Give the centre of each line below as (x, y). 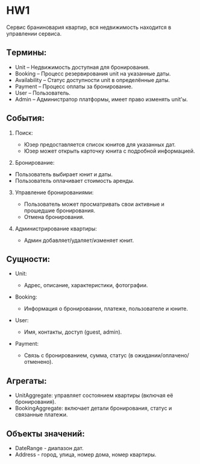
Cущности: (28, 259)
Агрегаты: (27, 381)
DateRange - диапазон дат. (49, 448)
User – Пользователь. (43, 93)
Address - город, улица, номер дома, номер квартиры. (86, 454)
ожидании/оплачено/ (162, 355)
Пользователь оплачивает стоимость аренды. (74, 180)
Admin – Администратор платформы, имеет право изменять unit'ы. (101, 99)
